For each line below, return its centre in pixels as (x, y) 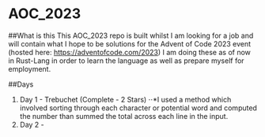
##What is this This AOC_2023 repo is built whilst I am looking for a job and (131, 35)
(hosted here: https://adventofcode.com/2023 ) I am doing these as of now (130, 52)
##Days (21, 84)
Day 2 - (32, 124)
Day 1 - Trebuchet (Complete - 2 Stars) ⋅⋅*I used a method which (125, 99)
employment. (30, 68)
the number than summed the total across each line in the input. (124, 116)
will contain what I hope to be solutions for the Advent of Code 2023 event (130, 43)
